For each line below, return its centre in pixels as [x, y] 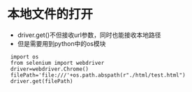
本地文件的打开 [50, 14]
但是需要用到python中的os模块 [61, 43]
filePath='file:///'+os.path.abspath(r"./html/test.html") [98, 75]
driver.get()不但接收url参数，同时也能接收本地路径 [89, 35]
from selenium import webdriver [57, 63]
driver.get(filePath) [42, 81]
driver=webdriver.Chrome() [50, 69]
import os [24, 56]
